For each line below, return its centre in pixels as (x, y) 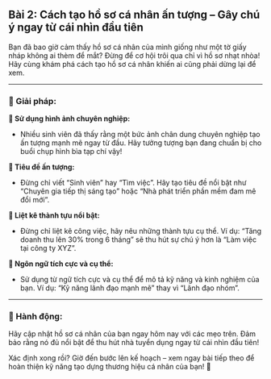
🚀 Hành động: (35, 317)
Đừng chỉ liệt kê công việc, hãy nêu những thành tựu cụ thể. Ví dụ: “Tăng (141, 231)
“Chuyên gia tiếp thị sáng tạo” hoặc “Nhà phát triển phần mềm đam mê (138, 191)
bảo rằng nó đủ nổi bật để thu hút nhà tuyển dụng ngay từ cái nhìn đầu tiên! (134, 343)
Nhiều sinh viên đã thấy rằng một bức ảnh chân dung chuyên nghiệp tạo (140, 135)
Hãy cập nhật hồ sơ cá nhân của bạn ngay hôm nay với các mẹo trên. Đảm (132, 334)
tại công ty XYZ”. (48, 248)
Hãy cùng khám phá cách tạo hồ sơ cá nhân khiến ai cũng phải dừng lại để (132, 64)
